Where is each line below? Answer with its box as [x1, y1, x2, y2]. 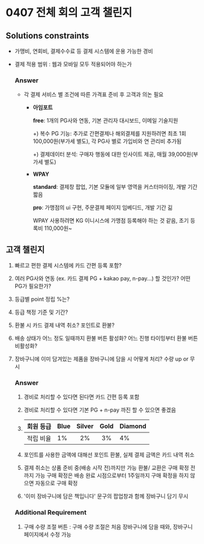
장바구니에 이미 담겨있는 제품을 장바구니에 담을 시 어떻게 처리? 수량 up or [14, 355, 189, 362]
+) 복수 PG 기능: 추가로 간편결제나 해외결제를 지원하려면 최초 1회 [32, 130, 187, 137]
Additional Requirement [14, 508, 87, 517]
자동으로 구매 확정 [35, 480, 78, 487]
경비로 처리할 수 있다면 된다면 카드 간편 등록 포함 [23, 393, 140, 400]
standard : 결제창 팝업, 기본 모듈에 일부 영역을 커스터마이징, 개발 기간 [32, 183, 198, 191]
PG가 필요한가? [14, 283, 51, 290]
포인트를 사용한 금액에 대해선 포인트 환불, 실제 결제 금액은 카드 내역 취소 [23, 451, 195, 459]
